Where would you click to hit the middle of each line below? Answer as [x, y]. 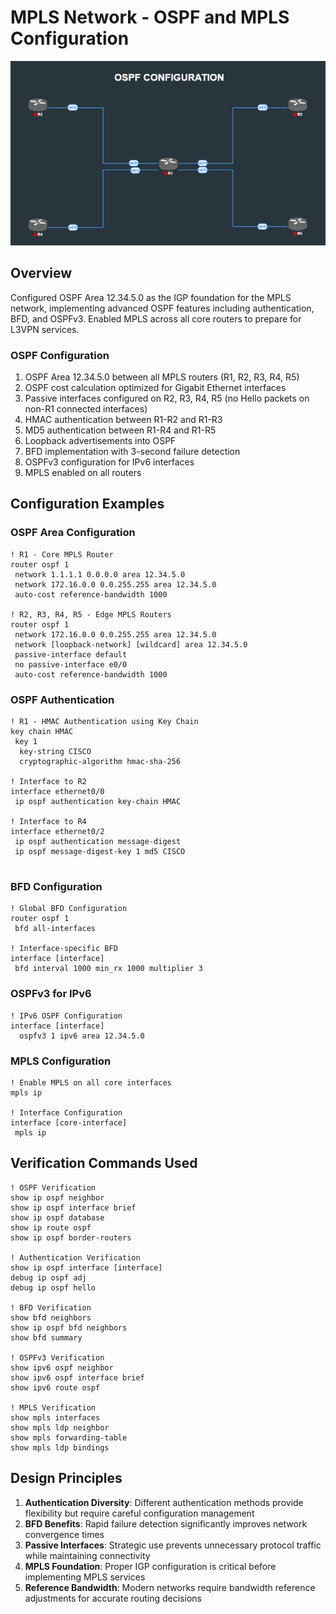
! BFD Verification [51, 1307]
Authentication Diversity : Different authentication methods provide [164, 1502]
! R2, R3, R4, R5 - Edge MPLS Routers [91, 614]
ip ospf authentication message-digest [98, 842]
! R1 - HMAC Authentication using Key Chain [104, 722]
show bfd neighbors [51, 1317]
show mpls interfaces [55, 1417]
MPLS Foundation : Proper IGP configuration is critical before [150, 1566]
